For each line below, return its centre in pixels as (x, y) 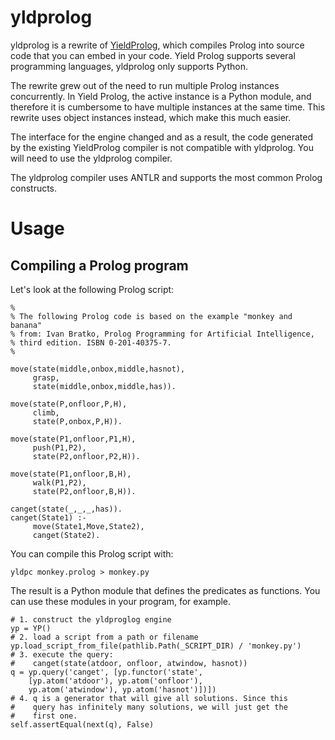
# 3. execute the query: (62, 654)
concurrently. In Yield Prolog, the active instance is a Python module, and (161, 96)
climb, (46, 412)
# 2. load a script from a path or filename (104, 637)
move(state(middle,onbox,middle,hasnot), (98, 369)
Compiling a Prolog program (99, 265)
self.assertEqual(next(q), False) (82, 724)
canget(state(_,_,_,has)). (66, 509)
